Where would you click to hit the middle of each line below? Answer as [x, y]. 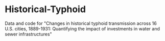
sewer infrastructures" [28, 34]
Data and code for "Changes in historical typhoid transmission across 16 [81, 23]
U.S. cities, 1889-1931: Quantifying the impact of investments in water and [82, 28]
